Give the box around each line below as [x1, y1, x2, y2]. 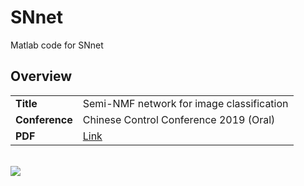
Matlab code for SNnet [10, 39, 104, 51]
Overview [10, 68, 73, 85]
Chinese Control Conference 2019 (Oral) [82, 112, 276, 126]
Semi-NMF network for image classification [82, 96, 289, 110]
